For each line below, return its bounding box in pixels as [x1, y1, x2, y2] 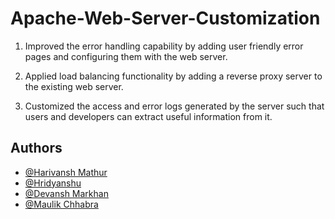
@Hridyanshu [24, 177, 82, 189]
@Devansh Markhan [24, 187, 109, 199]
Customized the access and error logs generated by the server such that [24, 100, 325, 112]
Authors [10, 140, 63, 157]
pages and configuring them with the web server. [24, 50, 228, 62]
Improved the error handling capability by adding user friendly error [24, 40, 304, 52]
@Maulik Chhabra [24, 198, 99, 210]
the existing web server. [24, 80, 124, 92]
